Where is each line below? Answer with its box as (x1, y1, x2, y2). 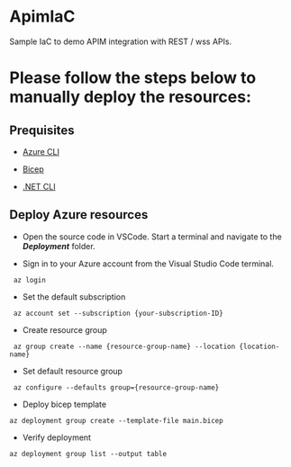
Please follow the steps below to (9, 67, 257, 88)
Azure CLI (22, 146, 60, 157)
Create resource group (22, 324, 108, 335)
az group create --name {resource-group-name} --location (13, 342, 236, 351)
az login (13, 275, 47, 284)
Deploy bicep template (22, 399, 106, 409)
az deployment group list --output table (9, 449, 168, 458)
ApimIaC (9, 6, 76, 27)
